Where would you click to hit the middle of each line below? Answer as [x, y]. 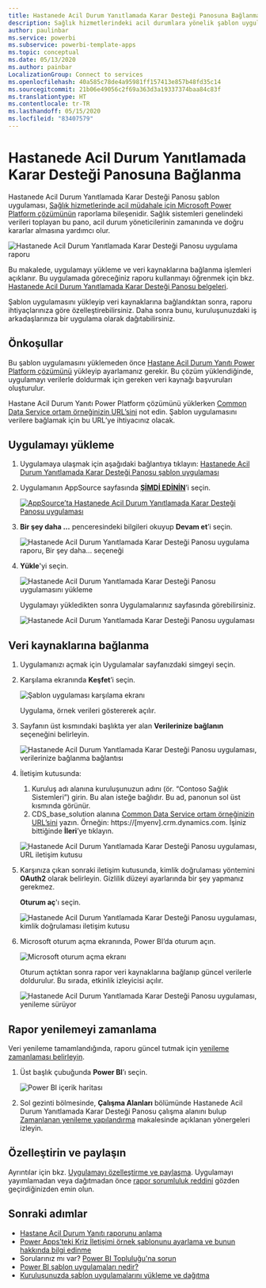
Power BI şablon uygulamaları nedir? [79, 1267]
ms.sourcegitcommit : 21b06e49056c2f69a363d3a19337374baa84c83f [115, 89]
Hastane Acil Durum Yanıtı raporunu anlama [91, 1233]
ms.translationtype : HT [47, 97]
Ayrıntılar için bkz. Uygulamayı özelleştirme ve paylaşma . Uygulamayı [121, 1172]
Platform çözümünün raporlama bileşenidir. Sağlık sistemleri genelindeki [125, 213]
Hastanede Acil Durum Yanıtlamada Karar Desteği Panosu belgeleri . [118, 286]
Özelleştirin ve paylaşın [67, 1153]
